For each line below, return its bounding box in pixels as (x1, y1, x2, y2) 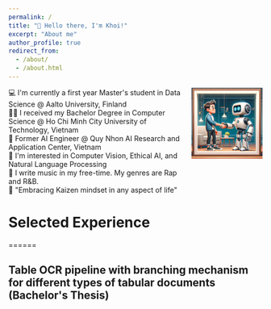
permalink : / (8, 13, 52, 21)
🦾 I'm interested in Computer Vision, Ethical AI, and (8, 150, 177, 161)
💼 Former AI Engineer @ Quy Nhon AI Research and (8, 133, 180, 143)
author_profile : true (8, 39, 81, 47)
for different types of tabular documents (8, 276, 216, 290)
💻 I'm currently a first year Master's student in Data (8, 87, 181, 97)
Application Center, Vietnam (8, 142, 102, 152)
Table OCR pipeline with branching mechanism (8, 263, 248, 278)
